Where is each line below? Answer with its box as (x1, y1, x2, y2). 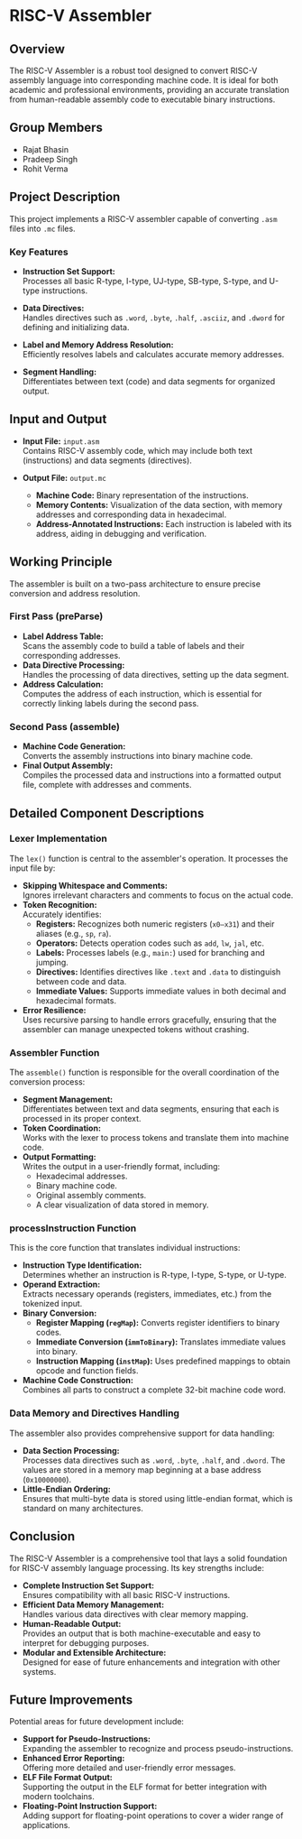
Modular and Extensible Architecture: (22, 1647, 167, 1658)
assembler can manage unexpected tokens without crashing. (22, 1023, 250, 1034)
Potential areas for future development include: (9, 1716, 185, 1727)
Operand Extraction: (22, 1279, 101, 1290)
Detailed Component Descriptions (9, 805, 205, 821)
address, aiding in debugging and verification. (35, 528, 207, 539)
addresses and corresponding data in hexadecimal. (35, 509, 227, 520)
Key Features (9, 245, 69, 258)
